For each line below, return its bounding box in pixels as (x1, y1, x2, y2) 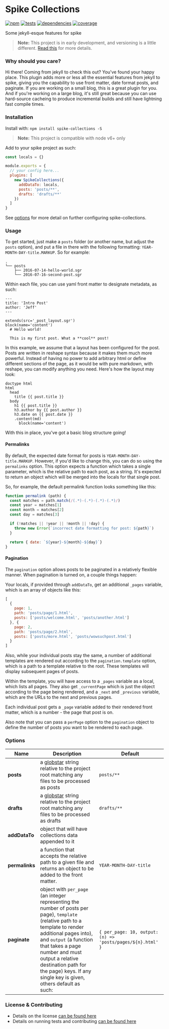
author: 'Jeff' (5, 305, 37, 310)
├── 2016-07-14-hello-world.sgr (14, 268, 82, 273)
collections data (40, 832, 78, 839)
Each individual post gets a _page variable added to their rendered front (5, 704, 153, 710)
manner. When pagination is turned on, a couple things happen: (5, 571, 137, 577)
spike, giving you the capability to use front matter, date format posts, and (5, 80, 158, 86)
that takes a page (40, 942, 81, 949)
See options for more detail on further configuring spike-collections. (5, 215, 147, 221)
